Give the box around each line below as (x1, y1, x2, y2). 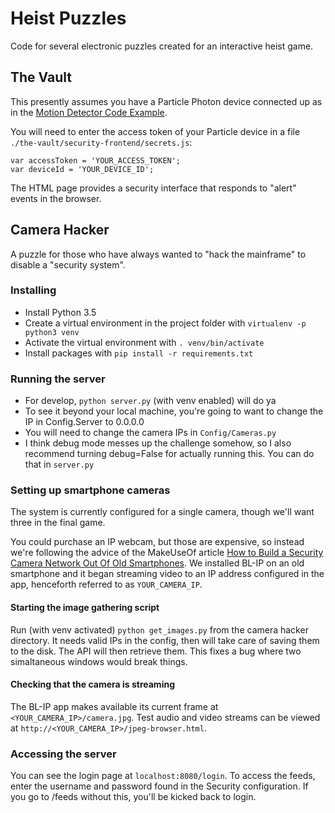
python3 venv (24, 327, 80, 337)
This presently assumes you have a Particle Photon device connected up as (10, 95, 323, 107)
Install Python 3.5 (24, 306, 97, 318)
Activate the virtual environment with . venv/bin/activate (24, 336, 265, 348)
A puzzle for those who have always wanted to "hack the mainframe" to (10, 248, 307, 260)
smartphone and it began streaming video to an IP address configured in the (10, 568, 325, 580)
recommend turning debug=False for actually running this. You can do (24, 448, 315, 460)
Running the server (10, 372, 106, 386)
